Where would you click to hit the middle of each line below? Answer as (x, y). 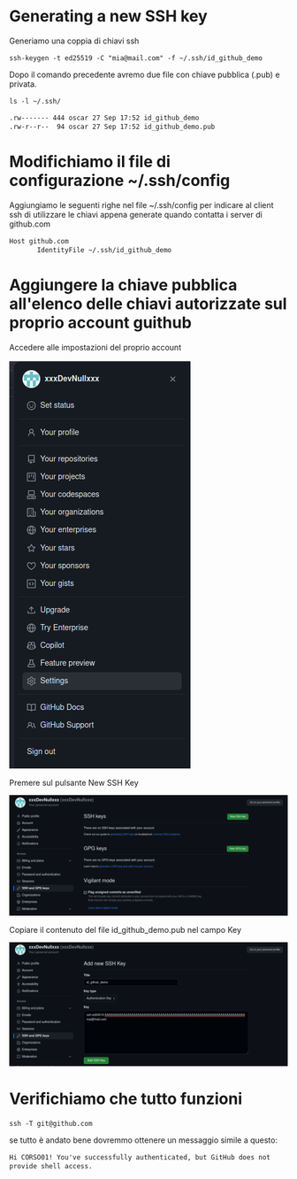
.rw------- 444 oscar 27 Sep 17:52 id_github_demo (104, 118)
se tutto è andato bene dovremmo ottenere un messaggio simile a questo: (144, 1140)
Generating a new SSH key (108, 16)
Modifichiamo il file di (90, 162)
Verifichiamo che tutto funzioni (126, 1098)
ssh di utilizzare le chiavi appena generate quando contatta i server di (136, 214)
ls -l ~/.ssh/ (35, 101)
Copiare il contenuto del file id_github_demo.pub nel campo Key (125, 930)
